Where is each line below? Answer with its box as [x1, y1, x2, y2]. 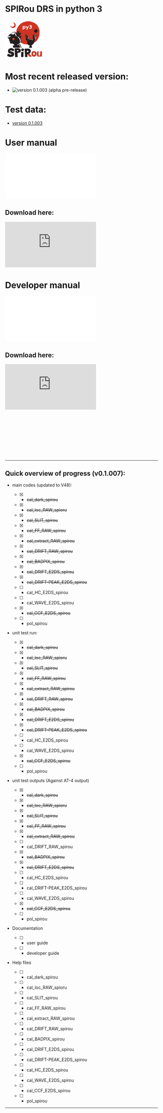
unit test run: [12, 630, 38, 636]
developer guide [26, 950, 60, 956]
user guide [26, 940, 49, 946]
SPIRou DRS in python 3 [5, 3, 103, 15]
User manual [5, 137, 57, 148]
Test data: [5, 104, 47, 115]
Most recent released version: [5, 71, 129, 82]
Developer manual [5, 280, 80, 291]
